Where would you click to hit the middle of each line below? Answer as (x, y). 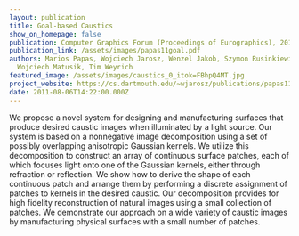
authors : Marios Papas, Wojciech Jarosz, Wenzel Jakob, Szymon (129, 59)
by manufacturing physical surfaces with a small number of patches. (135, 221)
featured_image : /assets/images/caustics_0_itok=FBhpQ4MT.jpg (127, 76)
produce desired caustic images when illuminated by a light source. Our (141, 126)
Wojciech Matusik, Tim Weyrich (75, 68)
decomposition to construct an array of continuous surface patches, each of (149, 155)
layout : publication (48, 17)
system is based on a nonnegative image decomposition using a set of (138, 136)
